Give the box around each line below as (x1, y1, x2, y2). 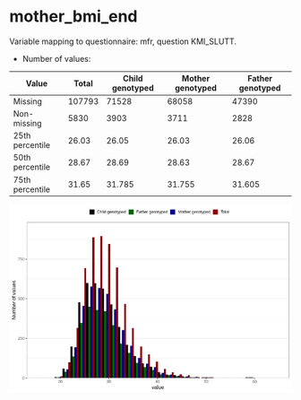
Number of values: (21, 53, 91, 64)
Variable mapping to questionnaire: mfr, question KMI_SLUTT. (9, 36, 237, 47)
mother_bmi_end (9, 6, 138, 27)
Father (247, 74, 273, 84)
